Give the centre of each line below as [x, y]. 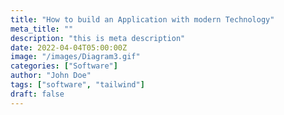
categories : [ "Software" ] [64, 66]
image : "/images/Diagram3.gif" [75, 57]
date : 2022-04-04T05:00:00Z [69, 47]
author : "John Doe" [51, 76]
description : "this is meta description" [98, 38]
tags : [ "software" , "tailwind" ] [77, 85]
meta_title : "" [42, 29]
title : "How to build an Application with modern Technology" [142, 19]
